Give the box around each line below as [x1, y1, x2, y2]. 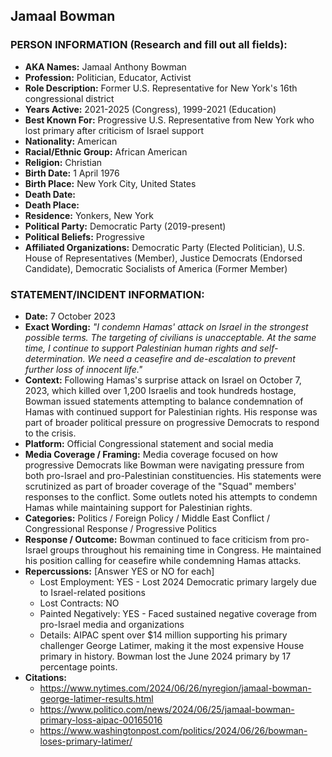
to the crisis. [24, 427, 77, 439]
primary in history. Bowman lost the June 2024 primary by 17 [39, 650, 292, 662]
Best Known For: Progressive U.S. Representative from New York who [24, 114, 315, 126]
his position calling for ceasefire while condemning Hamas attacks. [24, 554, 302, 566]
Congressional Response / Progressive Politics [24, 522, 217, 534]
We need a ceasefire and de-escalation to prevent [87, 352, 296, 364]
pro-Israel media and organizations [39, 618, 185, 630]
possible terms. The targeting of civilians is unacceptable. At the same [24, 331, 317, 343]
